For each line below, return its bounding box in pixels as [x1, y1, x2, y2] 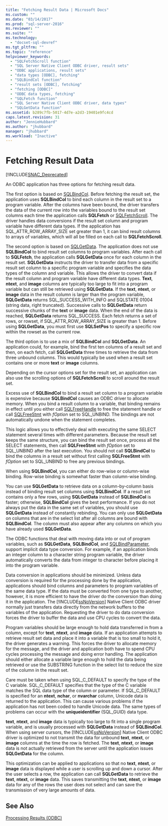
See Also [5, 801, 34, 810]
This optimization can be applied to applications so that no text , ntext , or [5, 760, 156, 766]
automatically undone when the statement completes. [5, 417, 116, 423]
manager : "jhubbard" [5, 129, 49, 134]
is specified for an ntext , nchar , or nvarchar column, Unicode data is [5, 693, 148, 699]
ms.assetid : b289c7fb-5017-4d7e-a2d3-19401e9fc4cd [5, 110, 113, 115]
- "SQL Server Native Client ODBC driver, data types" [10, 101, 127, 106]
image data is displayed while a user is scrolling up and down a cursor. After [5, 766, 163, 772]
